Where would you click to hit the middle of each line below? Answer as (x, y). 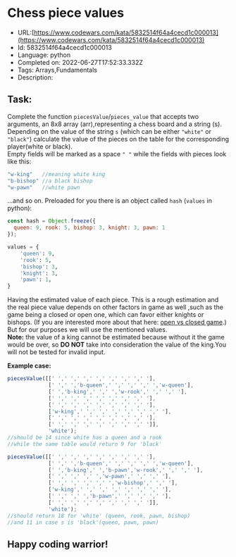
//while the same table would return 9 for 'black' (85, 444)
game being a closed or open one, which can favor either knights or (106, 315)
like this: (19, 161)
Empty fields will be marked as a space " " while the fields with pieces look (117, 154)
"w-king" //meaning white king (56, 174)
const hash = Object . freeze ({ (52, 221)
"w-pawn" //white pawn (44, 187)
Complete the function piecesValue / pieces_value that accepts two (103, 116)
